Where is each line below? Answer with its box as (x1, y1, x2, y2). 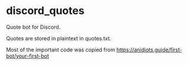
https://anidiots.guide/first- (116, 46, 182, 53)
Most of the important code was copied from (6, 46, 115, 53)
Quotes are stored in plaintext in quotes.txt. (6, 35, 112, 42)
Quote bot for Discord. (6, 23, 61, 30)
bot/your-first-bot (6, 52, 49, 59)
